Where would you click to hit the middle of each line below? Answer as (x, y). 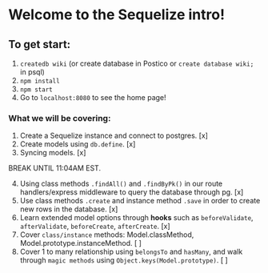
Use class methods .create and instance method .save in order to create (140, 201)
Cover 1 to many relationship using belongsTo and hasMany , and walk (131, 252)
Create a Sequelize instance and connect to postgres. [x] (114, 136)
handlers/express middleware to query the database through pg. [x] (132, 192)
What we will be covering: (60, 118)
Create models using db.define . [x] (78, 144)
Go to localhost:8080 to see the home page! (93, 97)
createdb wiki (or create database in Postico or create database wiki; (137, 63)
